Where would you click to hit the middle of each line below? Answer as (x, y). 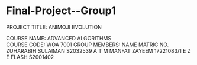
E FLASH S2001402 (30, 57)
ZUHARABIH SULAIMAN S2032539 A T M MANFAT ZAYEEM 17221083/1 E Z (98, 50)
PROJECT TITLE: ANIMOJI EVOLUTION (54, 27)
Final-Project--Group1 (61, 11)
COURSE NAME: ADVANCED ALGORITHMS (59, 38)
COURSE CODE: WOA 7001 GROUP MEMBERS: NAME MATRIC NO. (88, 45)
